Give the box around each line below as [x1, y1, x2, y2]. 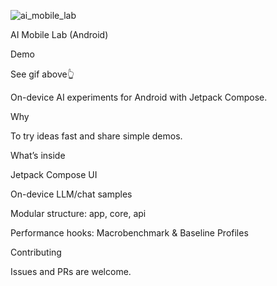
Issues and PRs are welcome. [10, 266, 132, 277]
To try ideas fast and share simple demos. [10, 130, 183, 142]
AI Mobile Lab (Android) [10, 29, 109, 40]
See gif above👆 [10, 68, 75, 80]
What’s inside [10, 150, 66, 161]
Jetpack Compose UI [10, 169, 98, 180]
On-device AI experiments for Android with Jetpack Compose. [10, 91, 268, 103]
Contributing [10, 246, 62, 258]
